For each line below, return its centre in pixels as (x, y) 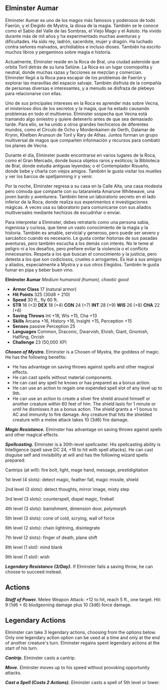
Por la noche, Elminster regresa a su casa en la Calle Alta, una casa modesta (84, 186)
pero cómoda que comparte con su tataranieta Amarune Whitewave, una (80, 191)
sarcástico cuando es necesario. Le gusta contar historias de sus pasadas (82, 238)
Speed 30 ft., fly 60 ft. (35, 300)
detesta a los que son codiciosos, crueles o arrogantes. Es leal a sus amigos (83, 259)
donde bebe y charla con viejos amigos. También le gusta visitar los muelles (83, 171)
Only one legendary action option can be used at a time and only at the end (83, 638)
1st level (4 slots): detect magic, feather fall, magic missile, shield (72, 479)
